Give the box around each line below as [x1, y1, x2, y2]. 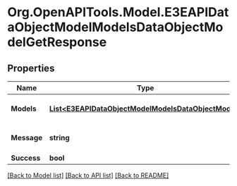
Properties [7, 62, 55, 74]
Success [11, 153, 41, 163]
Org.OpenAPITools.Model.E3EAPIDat [7, 4, 229, 20]
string [49, 133, 71, 142]
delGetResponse [7, 35, 107, 50]
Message [11, 133, 43, 142]
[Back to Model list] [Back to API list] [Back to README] [7, 171, 169, 180]
